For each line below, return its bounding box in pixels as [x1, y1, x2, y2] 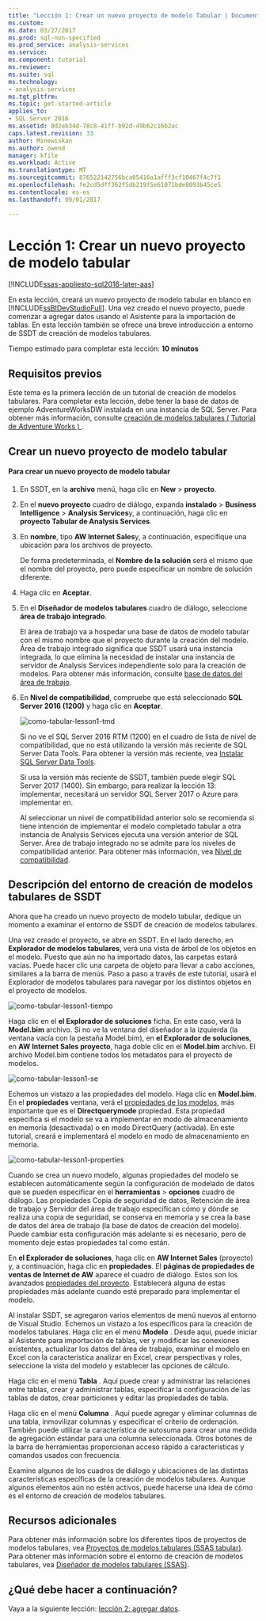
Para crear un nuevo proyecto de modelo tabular [8, 466, 170, 476]
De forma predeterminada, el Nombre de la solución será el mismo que [19, 555, 253, 565]
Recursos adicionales [8, 1514, 117, 1528]
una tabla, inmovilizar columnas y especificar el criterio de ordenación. [8, 1417, 239, 1426]
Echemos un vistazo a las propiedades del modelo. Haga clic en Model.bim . [8, 1089, 257, 1098]
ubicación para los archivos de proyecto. [19, 540, 153, 550]
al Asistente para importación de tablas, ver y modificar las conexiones [8, 1335, 240, 1345]
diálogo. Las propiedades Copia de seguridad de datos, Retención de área [8, 1195, 251, 1204]
